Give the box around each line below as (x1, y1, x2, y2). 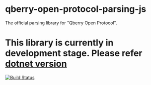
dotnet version (5, 58, 67, 70)
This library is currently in (5, 37, 114, 48)
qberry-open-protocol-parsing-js (5, 3, 147, 15)
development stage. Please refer (5, 48, 143, 59)
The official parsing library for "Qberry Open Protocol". (5, 20, 117, 26)
